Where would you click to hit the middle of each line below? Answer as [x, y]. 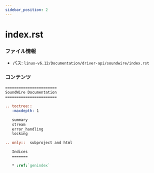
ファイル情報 [21, 51]
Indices [20, 152]
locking [20, 134]
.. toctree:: [19, 106]
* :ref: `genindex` [31, 165]
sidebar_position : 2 [27, 10]
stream [19, 124]
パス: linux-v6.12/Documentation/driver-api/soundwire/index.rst [81, 63]
